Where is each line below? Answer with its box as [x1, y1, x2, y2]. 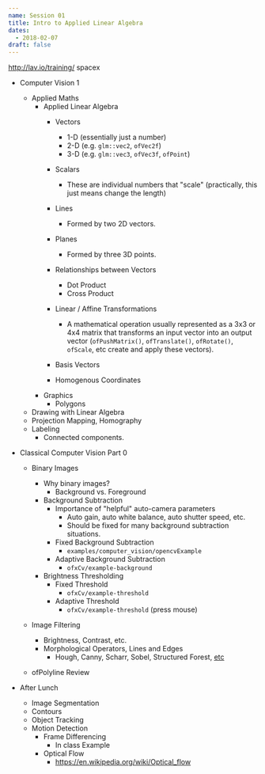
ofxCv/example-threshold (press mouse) [66, 605, 198, 614]
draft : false [8, 41, 51, 49]
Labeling [31, 424, 60, 434]
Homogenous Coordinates [55, 375, 141, 385]
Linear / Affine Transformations [55, 304, 157, 313]
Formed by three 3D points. [66, 250, 157, 260]
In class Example [55, 741, 111, 750]
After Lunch [19, 683, 59, 692]
